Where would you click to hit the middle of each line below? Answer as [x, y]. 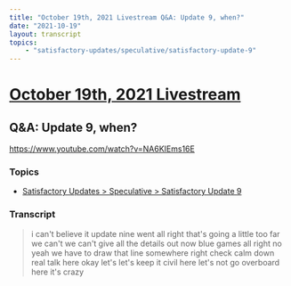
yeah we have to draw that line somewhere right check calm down [153, 253]
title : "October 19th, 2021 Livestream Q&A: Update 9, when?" [127, 17]
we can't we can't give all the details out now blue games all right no [156, 243]
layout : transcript [45, 34]
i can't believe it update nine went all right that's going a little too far [155, 233]
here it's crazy [57, 272]
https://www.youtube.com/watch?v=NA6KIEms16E [102, 149]
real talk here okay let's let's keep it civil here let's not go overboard [155, 262]
